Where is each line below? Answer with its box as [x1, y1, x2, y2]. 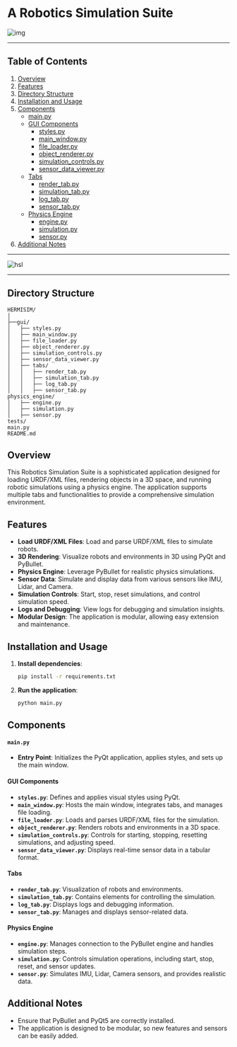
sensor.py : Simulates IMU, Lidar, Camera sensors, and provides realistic [17, 969, 226, 978]
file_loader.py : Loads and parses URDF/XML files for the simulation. [17, 816, 220, 824]
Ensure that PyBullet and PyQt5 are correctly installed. [17, 1016, 176, 1024]
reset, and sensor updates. [17, 961, 96, 971]
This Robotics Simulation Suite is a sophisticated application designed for [7, 468, 221, 476]
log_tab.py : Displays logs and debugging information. [17, 900, 174, 908]
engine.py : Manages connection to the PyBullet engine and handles [17, 939, 214, 948]
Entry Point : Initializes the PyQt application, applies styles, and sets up [17, 753, 224, 762]
